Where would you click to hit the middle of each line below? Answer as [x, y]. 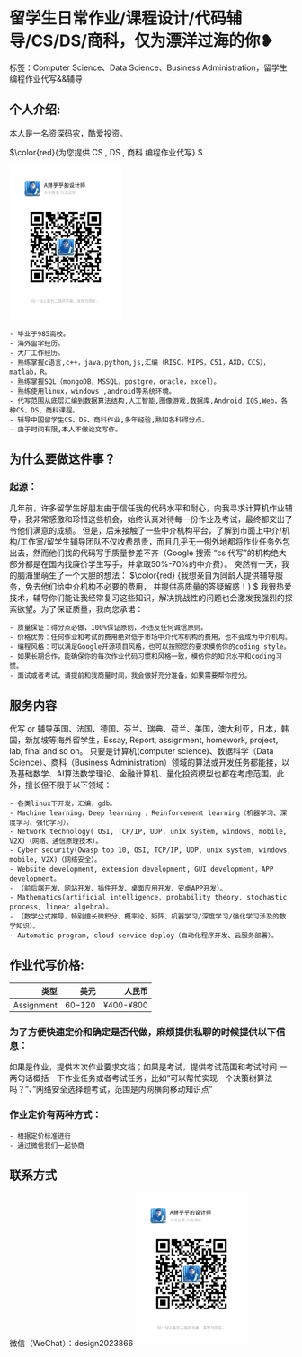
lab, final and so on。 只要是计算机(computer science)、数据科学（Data [142, 751]
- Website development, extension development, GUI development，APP [142, 869]
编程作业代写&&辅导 [46, 78]
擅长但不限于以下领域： [68, 785]
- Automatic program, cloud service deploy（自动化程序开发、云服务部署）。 [144, 936]
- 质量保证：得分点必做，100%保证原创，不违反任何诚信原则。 [109, 628]
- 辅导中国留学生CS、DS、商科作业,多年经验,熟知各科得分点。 [109, 420]
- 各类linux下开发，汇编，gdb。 [63, 804]
